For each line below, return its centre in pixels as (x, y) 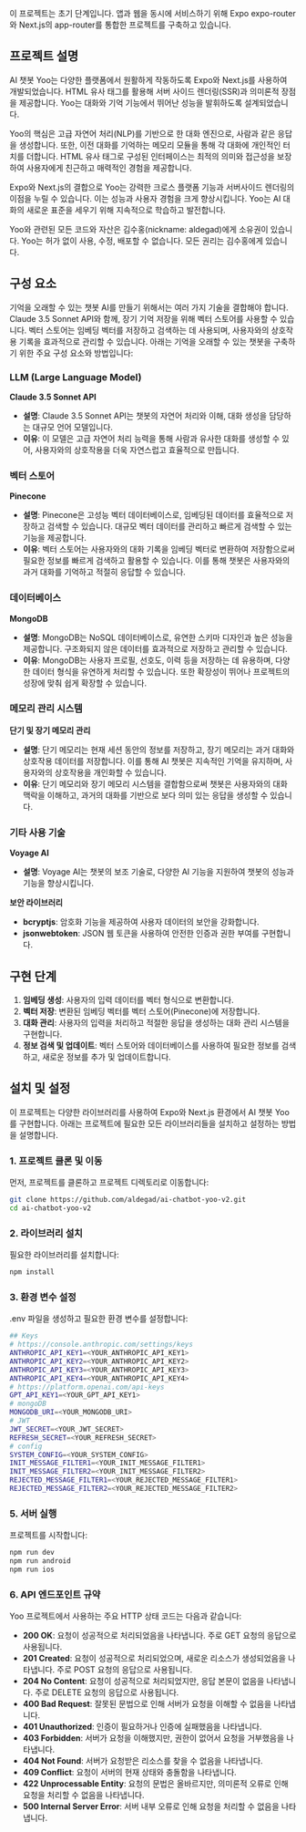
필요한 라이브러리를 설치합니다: (65, 1255)
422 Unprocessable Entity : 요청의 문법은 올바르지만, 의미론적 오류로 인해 (155, 1784)
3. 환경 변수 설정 (43, 1297)
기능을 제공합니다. (54, 538)
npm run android (40, 1561)
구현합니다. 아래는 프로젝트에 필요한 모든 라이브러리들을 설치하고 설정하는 (149, 1123)
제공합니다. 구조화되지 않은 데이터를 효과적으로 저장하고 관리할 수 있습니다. (155, 648)
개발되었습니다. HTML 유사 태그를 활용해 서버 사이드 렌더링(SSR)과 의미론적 (144, 91)
